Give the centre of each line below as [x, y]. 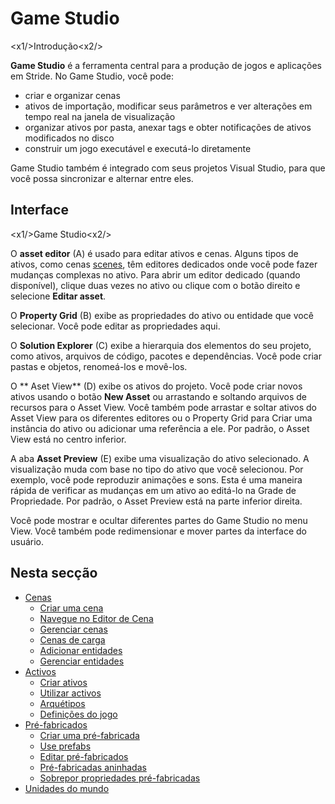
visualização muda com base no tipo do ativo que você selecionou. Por [157, 469]
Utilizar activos [70, 693]
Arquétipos [62, 703]
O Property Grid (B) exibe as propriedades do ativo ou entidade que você [162, 315]
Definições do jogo [78, 714]
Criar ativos [63, 682]
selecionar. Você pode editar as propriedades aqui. [115, 326]
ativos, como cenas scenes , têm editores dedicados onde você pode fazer [164, 264]
